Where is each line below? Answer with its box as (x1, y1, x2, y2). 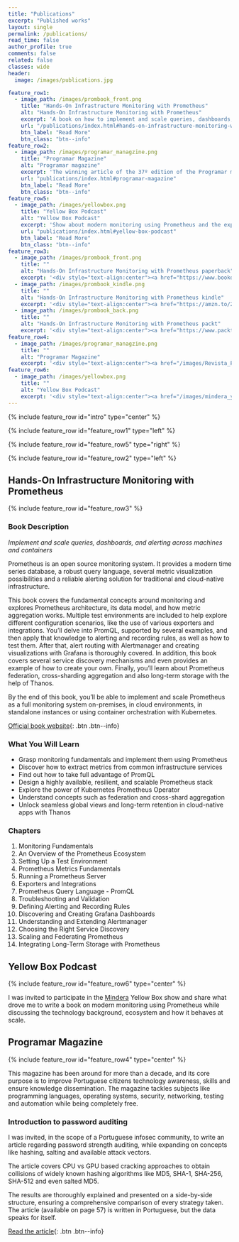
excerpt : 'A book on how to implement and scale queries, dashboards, (21, 116, 234, 123)
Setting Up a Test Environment (18, 857, 108, 866)
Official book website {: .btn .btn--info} (8, 721, 120, 730)
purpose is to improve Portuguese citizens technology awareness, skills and (8, 1077, 230, 1085)
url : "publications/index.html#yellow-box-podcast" (21, 228, 177, 235)
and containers (8, 545, 52, 554)
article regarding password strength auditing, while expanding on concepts (8, 1140, 228, 1149)
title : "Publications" (8, 10, 75, 18)
